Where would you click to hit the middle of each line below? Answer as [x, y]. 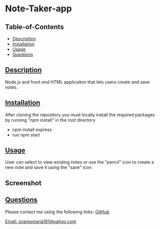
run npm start [26, 135]
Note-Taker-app [39, 9]
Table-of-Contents [34, 27]
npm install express [32, 130]
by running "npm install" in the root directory [50, 120]
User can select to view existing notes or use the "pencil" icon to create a [80, 162]
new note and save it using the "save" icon [48, 167]
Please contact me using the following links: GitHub [57, 212]
